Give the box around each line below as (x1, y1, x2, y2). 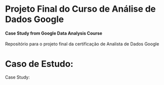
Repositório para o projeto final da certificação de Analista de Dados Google (5, 41, 160, 47)
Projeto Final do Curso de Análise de (5, 3, 156, 15)
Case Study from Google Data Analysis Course (5, 30, 103, 36)
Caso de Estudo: (5, 58, 74, 69)
